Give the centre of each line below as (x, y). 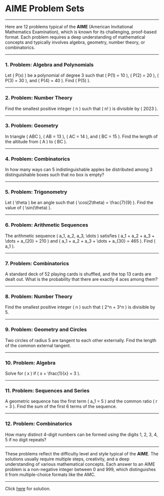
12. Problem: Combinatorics (39, 424)
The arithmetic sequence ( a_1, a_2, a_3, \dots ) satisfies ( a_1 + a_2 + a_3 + (80, 236)
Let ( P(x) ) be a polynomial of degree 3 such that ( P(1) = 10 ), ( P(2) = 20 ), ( (82, 75)
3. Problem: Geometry (32, 126)
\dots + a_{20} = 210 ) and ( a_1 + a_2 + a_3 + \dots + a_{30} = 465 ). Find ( (80, 241)
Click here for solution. (28, 488)
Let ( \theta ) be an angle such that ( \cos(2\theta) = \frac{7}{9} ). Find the (79, 203)
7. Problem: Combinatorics (37, 263)
